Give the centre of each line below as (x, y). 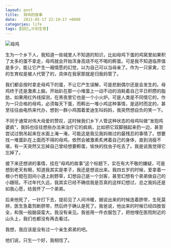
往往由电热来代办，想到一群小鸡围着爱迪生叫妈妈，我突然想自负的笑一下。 (88, 110)
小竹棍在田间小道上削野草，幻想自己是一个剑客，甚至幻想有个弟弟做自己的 (88, 176)
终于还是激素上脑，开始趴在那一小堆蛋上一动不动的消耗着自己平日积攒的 (85, 91)
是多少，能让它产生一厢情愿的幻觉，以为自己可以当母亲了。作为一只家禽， (83, 68)
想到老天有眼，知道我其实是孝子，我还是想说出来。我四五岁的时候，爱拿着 (83, 170)
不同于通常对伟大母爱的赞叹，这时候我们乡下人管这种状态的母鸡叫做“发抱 (82, 121)
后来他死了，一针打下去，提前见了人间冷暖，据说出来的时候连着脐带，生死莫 (85, 200)
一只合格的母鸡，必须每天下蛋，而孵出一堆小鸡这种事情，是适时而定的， (85, 104)
